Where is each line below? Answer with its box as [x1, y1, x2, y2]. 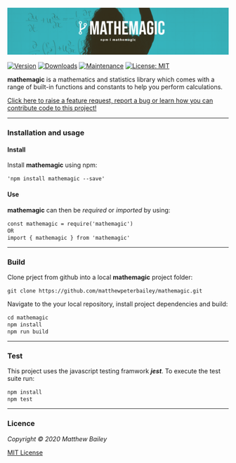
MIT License [7, 448, 44, 457]
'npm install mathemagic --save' [7, 175, 105, 182]
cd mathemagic [7, 314, 49, 321]
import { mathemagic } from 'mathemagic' [7, 234, 131, 241]
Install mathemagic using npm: [7, 161, 98, 169]
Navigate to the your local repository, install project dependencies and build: [7, 300, 228, 308]
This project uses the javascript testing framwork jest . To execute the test [7, 367, 221, 375]
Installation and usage [7, 128, 85, 137]
